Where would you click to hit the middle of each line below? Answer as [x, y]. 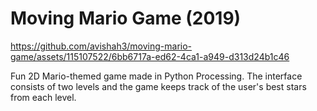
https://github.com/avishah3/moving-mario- [101, 46]
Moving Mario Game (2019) [126, 18]
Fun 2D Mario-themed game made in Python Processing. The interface [156, 76]
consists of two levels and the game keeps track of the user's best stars [158, 86]
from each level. [43, 97]
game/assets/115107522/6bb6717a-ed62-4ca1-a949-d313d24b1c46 [150, 56]
